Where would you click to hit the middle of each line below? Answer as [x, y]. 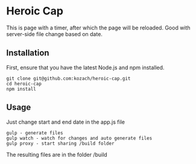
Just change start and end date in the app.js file [66, 122]
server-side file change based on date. [54, 34]
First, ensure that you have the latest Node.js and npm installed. [85, 67]
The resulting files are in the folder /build [57, 154]
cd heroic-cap [24, 84]
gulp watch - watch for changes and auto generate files [79, 138]
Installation [28, 53]
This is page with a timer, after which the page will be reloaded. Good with [99, 28]
